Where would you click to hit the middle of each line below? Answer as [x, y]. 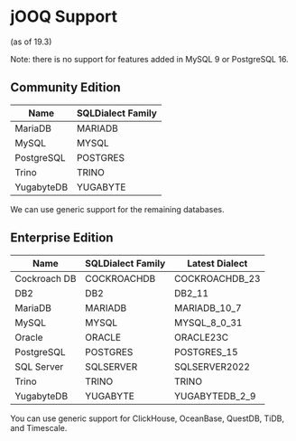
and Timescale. [39, 427]
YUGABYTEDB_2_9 [215, 396]
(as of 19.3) [31, 42]
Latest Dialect [217, 263]
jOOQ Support [64, 17]
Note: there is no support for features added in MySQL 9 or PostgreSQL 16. [149, 59]
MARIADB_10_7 [208, 307]
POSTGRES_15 [206, 352]
